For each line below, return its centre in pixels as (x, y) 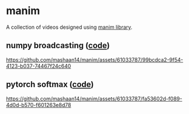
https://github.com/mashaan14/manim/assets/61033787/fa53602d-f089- (94, 99)
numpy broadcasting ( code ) (58, 46)
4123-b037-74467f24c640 (39, 66)
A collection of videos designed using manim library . (69, 27)
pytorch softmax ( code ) (50, 84)
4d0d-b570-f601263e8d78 (39, 105)
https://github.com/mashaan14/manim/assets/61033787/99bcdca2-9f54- (94, 59)
